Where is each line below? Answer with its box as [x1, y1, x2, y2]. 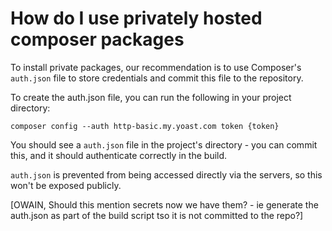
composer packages [10, 28, 185, 51]
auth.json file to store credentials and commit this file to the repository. [10, 72, 304, 84]
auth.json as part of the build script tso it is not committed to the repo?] [10, 209, 304, 221]
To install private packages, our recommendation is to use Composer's [10, 61, 302, 73]
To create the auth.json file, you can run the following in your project [10, 91, 292, 103]
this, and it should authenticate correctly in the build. [10, 149, 228, 161]
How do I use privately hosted [10, 7, 263, 30]
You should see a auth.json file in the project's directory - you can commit [10, 138, 318, 151]
